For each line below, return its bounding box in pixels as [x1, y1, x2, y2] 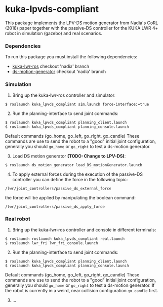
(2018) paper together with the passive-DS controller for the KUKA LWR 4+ [5, 25, 158, 31]
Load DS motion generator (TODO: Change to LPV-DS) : [12, 153, 126, 159]
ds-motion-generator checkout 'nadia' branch [12, 69, 106, 75]
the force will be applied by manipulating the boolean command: [5, 194, 136, 200]
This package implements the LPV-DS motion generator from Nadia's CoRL [5, 20, 159, 26]
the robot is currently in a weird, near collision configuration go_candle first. [5, 287, 159, 293]
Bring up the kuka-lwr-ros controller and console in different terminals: [12, 227, 157, 232]
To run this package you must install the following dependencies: [5, 54, 137, 60]
